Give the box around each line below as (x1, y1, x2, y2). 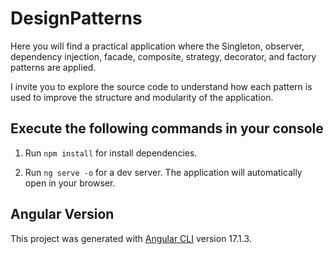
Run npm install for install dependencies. (24, 147, 198, 159)
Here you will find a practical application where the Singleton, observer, (10, 40, 305, 52)
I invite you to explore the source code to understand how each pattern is (10, 80, 313, 92)
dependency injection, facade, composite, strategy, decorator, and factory (10, 50, 317, 62)
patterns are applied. (10, 61, 97, 73)
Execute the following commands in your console (10, 120, 324, 137)
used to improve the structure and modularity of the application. (10, 91, 274, 103)
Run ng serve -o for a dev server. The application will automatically (24, 166, 303, 178)
